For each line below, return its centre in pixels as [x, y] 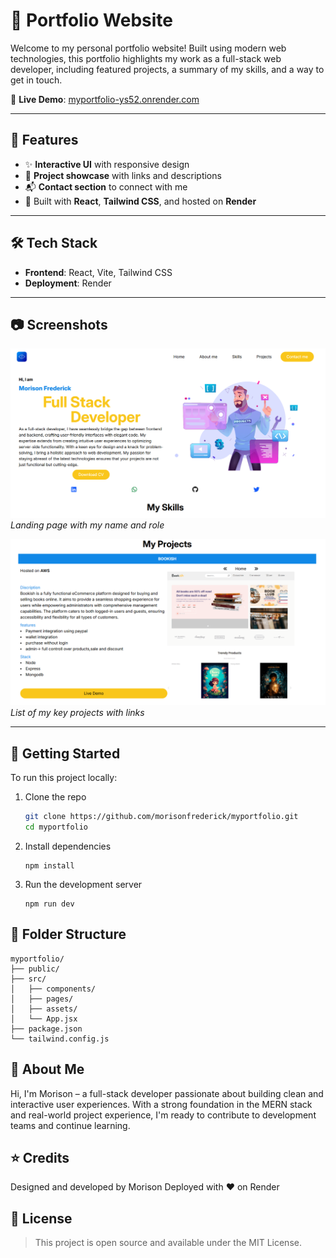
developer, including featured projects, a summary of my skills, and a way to [167, 69]
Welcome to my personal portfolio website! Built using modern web [148, 48]
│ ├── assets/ [44, 1009]
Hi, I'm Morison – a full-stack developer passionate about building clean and [167, 1093]
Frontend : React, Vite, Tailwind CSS [98, 272]
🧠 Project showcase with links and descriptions [123, 175]
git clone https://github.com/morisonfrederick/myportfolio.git [161, 817]
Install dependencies [68, 846]
